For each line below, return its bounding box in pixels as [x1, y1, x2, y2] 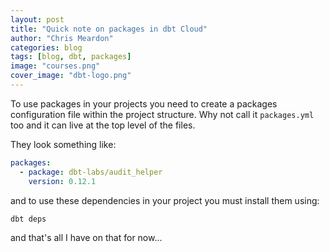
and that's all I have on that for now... [10, 231, 163, 243]
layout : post [10, 14, 65, 25]
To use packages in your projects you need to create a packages [10, 97, 278, 110]
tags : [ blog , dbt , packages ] [10, 52, 132, 62]
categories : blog [10, 42, 83, 53]
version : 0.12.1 [28, 176, 97, 186]
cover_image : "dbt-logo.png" [10, 71, 132, 81]
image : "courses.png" [10, 61, 101, 71]
